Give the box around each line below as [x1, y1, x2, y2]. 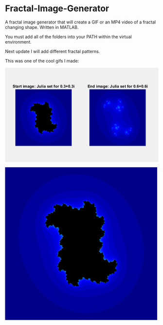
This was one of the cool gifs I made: [5, 58, 79, 64]
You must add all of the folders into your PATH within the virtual [5, 34, 132, 40]
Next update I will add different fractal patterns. [5, 48, 100, 54]
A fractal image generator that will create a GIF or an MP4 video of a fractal [5, 19, 156, 25]
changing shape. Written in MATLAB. [5, 24, 79, 30]
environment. [5, 39, 32, 44]
